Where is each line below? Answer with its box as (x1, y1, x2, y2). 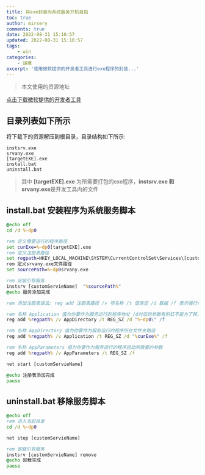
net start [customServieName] (6, 361, 84, 367)
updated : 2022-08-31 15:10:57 (6, 37, 84, 43)
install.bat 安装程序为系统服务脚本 (6, 205, 136, 215)
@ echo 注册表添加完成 (6, 372, 55, 378)
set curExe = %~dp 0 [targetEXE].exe (6, 244, 92, 250)
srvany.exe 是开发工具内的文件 (21, 185, 99, 193)
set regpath (6, 255, 37, 262)
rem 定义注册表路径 (6, 249, 49, 256)
